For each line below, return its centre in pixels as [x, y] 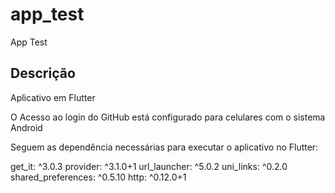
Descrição [43, 73]
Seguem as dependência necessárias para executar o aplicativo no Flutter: [164, 147]
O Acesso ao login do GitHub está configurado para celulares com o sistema [168, 117]
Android [26, 127]
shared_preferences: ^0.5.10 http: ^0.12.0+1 [98, 177]
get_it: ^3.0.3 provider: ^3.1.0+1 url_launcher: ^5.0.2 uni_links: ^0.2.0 [149, 166]
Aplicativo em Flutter [53, 97]
